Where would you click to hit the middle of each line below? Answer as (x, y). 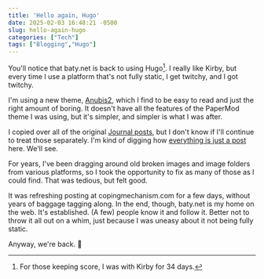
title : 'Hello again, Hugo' (54, 15)
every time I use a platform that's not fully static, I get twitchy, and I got (123, 76)
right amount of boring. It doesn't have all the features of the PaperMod (124, 108)
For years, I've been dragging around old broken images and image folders (129, 163)
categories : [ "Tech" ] (44, 37)
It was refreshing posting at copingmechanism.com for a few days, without (129, 195)
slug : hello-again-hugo (47, 30)
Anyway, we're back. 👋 (45, 244)
